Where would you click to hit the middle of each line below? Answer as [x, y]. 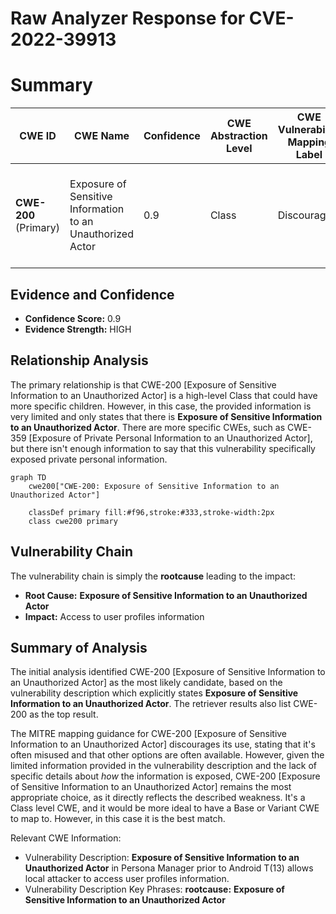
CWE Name [101, 136]
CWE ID [38, 136]
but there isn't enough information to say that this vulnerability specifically [163, 448]
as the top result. [64, 714]
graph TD [28, 477]
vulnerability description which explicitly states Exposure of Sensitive [154, 693]
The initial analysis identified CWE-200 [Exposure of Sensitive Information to [168, 672]
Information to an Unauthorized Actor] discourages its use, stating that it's [163, 744]
